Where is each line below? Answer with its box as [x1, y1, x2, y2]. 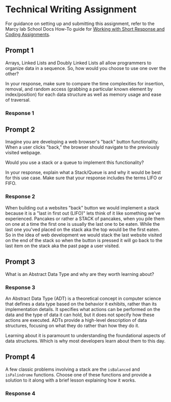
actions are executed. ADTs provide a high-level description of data [5, 317, 147, 323]
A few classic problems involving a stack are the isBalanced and [5, 366, 140, 372]
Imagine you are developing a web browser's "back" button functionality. [5, 139, 159, 145]
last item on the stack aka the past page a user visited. [5, 243, 120, 249]
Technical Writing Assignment [5, 4, 137, 15]
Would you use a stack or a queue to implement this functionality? [5, 159, 144, 165]
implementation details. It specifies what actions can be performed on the [5, 306, 161, 312]
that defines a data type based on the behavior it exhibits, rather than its [5, 300, 157, 307]
